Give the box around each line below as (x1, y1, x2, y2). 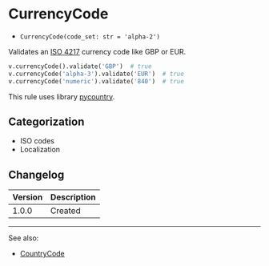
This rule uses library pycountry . (8, 91, 115, 101)
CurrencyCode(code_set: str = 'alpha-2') (19, 33, 160, 41)
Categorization (8, 115, 85, 128)
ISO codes (19, 136, 54, 146)
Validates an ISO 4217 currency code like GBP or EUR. (8, 46, 187, 56)
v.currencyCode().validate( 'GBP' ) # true (8, 62, 152, 71)
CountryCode (19, 249, 66, 259)
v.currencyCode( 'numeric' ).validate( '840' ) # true (8, 77, 184, 85)
